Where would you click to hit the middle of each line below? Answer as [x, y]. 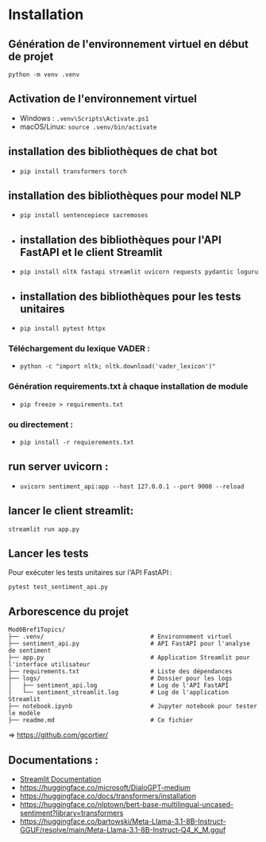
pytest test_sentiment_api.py [58, 587]
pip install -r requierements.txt [77, 442]
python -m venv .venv [44, 75]
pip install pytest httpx [62, 329]
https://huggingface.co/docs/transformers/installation [108, 796]
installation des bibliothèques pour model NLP [125, 196]
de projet [31, 56]
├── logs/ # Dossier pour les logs [120, 679]
